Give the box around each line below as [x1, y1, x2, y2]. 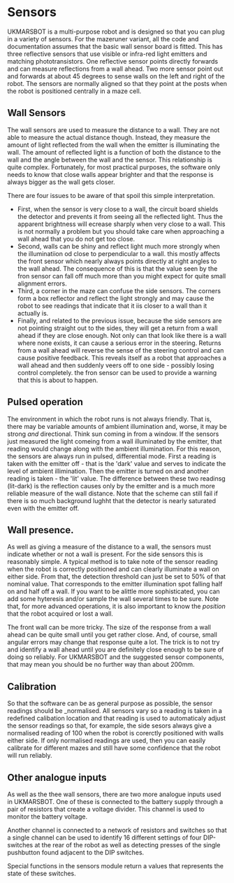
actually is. [17, 309, 49, 317]
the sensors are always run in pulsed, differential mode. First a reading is [7, 452, 217, 460]
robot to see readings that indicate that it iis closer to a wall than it [17, 302, 207, 310]
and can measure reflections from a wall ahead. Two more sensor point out [7, 64, 224, 73]
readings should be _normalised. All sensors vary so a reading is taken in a [7, 707, 222, 715]
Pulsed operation [7, 396, 84, 408]
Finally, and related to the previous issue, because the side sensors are [17, 316, 222, 325]
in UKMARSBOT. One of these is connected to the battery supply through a [7, 798, 224, 805]
